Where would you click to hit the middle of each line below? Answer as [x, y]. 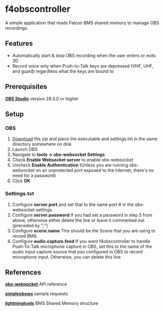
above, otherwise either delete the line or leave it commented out [78, 220]
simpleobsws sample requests [36, 294]
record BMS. [25, 236]
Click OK [21, 181]
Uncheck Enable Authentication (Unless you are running [70, 165]
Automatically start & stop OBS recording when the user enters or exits [84, 55]
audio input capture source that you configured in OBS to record [77, 252]
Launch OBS [25, 150]
